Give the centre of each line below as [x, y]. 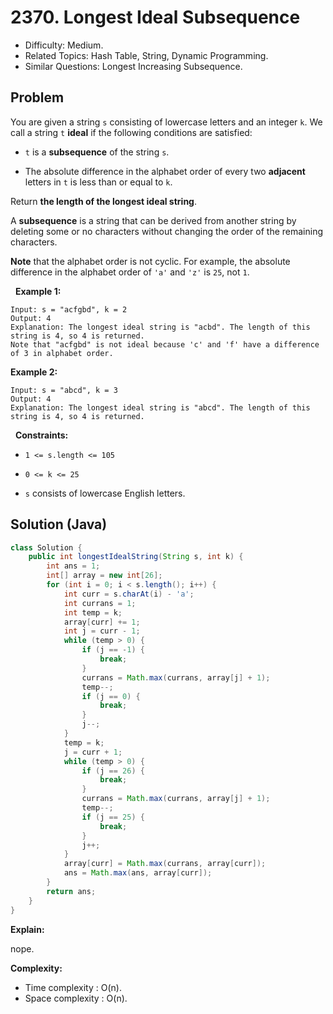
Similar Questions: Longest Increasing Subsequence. [133, 66]
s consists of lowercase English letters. [105, 493]
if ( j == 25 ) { [113, 817]
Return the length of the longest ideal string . [103, 201]
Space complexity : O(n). [76, 998]
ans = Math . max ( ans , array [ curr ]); [138, 873]
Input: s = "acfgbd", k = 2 [69, 309]
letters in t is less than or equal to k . [98, 182]
